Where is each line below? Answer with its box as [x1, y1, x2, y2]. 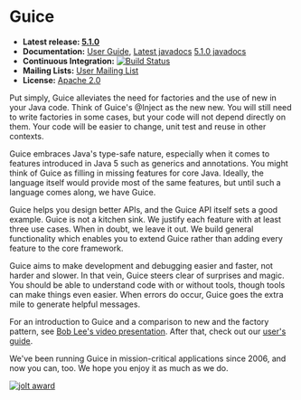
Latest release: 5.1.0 [22, 36, 100, 47]
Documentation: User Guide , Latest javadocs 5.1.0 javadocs [22, 45, 247, 56]
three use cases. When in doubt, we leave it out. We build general [9, 224, 254, 234]
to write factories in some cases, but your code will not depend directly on [9, 111, 287, 122]
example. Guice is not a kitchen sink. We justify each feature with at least [9, 214, 282, 224]
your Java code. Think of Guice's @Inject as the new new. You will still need [9, 101, 292, 112]
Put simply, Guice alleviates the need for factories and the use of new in [9, 92, 277, 103]
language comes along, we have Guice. [9, 186, 156, 197]
